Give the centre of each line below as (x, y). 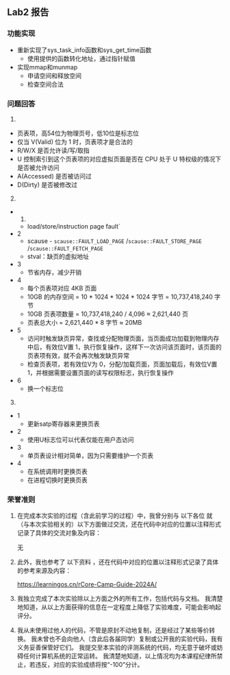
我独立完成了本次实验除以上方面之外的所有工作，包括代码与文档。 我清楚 (120, 599)
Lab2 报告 (28, 12)
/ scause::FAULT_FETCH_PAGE (65, 248)
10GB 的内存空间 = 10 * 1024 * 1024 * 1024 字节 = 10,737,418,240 (120, 297)
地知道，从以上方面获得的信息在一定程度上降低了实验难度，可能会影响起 (119, 607)
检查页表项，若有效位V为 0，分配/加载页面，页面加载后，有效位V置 (122, 364)
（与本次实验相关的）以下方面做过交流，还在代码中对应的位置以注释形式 (119, 525)
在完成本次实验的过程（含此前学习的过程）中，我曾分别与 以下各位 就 (115, 516)
